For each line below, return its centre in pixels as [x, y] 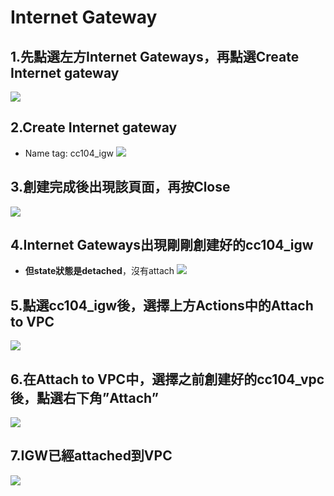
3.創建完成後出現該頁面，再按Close [120, 187]
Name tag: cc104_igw [69, 153]
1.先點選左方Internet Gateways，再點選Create [155, 56]
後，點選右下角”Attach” [84, 397]
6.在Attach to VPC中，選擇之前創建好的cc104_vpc [167, 379]
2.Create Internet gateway [94, 127]
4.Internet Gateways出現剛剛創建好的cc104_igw [162, 245]
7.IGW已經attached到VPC [91, 456]
